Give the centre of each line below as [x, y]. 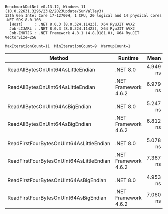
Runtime [128, 58]
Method [59, 58]
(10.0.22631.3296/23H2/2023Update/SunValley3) [54, 11]
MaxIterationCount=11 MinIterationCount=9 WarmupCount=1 [68, 46]
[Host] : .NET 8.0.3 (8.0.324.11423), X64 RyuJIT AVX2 [72, 24]
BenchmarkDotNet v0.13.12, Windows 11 [45, 7]
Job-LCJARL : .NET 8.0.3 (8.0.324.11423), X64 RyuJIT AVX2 [72, 29]
